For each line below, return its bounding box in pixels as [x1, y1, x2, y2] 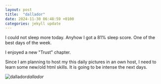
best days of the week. [5, 40, 52, 46]
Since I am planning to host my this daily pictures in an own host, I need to [5, 59, 157, 65]
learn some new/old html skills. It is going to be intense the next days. [5, 64, 148, 70]
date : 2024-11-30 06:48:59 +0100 [5, 16, 74, 21]
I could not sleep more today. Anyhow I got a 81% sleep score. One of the [5, 35, 155, 41]
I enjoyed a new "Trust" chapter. [5, 49, 71, 55]
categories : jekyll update [5, 21, 61, 26]
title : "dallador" [5, 12, 46, 17]
